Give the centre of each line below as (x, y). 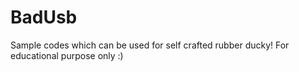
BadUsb (44, 17)
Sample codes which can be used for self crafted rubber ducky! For (150, 45)
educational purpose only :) (67, 55)
